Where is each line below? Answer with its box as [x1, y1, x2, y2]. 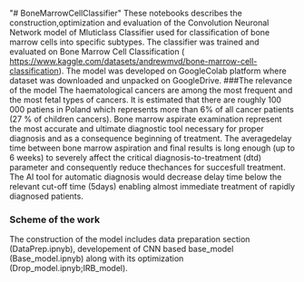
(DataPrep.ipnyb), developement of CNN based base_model [9, 244, 234, 255]
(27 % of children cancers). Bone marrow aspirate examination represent [9, 113, 282, 124]
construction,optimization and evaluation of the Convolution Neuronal [9, 17, 270, 28]
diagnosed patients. [9, 190, 83, 201]
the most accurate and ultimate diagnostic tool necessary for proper [9, 123, 265, 134]
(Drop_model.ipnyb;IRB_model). [9, 263, 129, 274]
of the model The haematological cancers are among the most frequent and [9, 85, 293, 95]
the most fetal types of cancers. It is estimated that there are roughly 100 [9, 94, 282, 105]
